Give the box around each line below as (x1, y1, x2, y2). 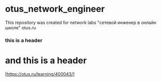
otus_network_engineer (5, 3, 105, 15)
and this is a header (5, 55, 87, 66)
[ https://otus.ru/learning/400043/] (5, 71, 75, 77)
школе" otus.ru (5, 24, 36, 30)
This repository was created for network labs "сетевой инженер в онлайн (5, 20, 157, 25)
